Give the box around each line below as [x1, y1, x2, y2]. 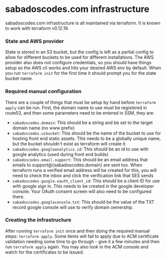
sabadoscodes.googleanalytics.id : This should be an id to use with [12, 146, 149, 152]
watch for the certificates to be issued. [5, 249, 84, 255]
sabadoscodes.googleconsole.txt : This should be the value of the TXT [12, 199, 155, 205]
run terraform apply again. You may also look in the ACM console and [5, 244, 149, 250]
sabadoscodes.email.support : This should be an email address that [12, 156, 148, 162]
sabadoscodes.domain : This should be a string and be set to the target [12, 120, 153, 126]
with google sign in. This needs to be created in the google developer [12, 183, 155, 189]
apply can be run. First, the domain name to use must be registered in [5, 105, 147, 111]
